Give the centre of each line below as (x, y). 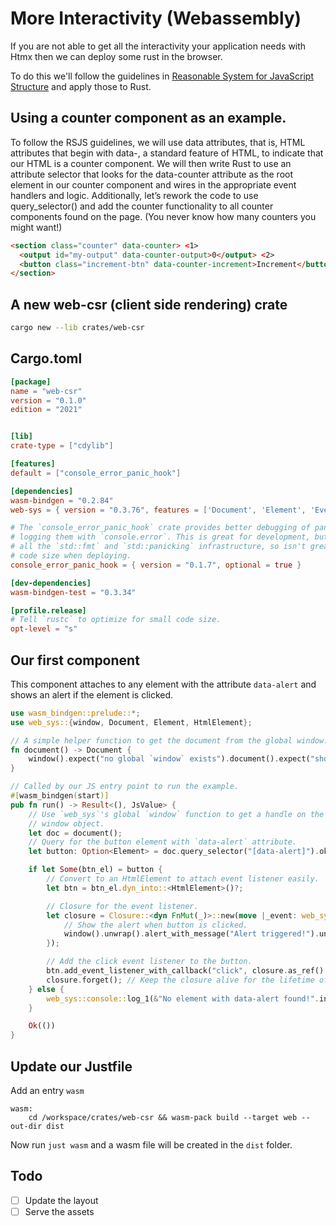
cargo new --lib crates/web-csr (77, 328)
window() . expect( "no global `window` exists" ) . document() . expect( (169, 759)
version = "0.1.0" (48, 400)
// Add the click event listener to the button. (149, 962)
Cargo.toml (46, 358)
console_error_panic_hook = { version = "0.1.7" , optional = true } (156, 565)
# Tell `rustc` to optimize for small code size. (116, 620)
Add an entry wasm (47, 1090)
